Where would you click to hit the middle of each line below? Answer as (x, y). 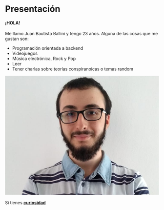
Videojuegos (25, 53)
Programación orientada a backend (48, 48)
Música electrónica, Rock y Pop (44, 59)
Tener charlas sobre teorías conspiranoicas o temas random (72, 69)
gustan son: (17, 39)
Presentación (33, 9)
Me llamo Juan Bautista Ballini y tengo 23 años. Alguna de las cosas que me (82, 34)
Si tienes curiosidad (25, 202)
